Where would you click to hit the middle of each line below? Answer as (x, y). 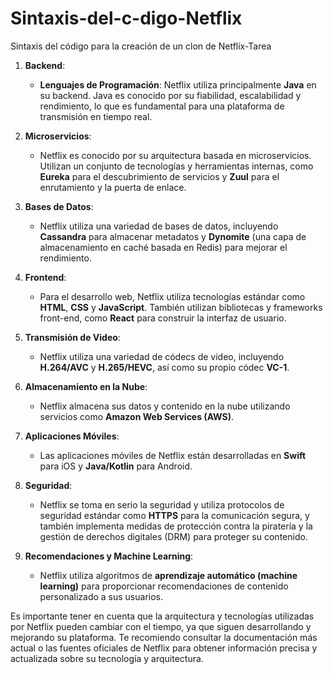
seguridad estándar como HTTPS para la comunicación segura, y (174, 515)
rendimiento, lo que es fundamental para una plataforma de (162, 106)
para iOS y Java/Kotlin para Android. (116, 466)
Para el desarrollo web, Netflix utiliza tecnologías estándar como (172, 296)
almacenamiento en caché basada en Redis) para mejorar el (163, 247)
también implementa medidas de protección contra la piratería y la (176, 526)
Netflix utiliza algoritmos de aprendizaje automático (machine (168, 575)
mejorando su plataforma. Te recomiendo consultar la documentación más (164, 637)
